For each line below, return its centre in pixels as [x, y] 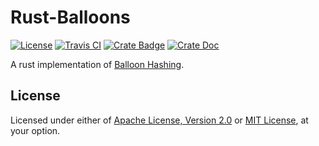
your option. [35, 130]
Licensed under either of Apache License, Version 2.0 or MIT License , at [159, 120]
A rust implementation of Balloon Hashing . [97, 64]
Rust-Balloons [70, 17]
